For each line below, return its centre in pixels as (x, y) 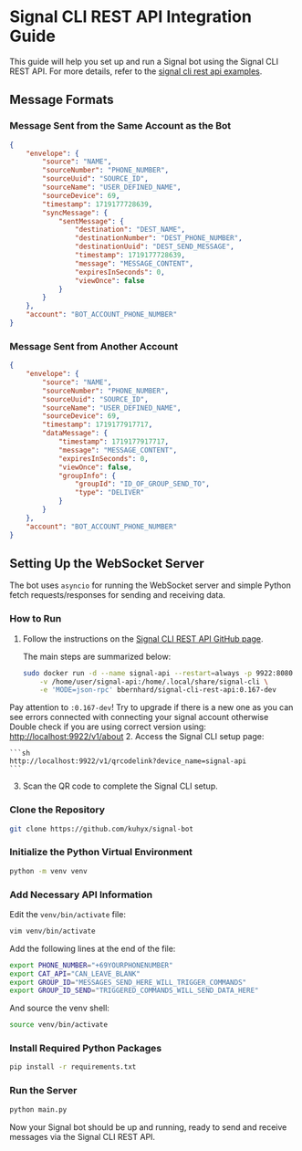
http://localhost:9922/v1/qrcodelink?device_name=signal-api (128, 761)
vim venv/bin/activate (52, 931)
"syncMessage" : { (75, 213)
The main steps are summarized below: (97, 656)
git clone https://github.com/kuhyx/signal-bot (102, 829)
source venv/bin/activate (58, 1025)
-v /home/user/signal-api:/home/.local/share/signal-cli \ (154, 682)
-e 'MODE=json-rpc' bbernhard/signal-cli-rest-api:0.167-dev (158, 690)
